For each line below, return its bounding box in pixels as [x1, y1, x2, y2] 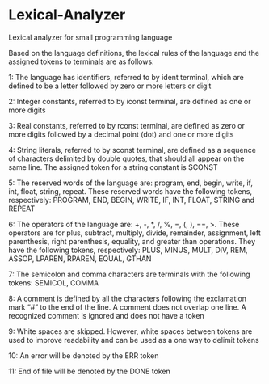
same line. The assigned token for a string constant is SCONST [8, 162, 218, 171]
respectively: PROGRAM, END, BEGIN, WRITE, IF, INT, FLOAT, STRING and [8, 195, 255, 205]
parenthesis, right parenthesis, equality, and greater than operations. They [8, 236, 256, 246]
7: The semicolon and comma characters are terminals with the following [8, 269, 250, 279]
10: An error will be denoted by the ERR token [8, 350, 159, 361]
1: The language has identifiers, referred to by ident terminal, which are [8, 72, 244, 82]
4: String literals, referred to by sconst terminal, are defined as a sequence [8, 145, 257, 154]
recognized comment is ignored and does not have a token [8, 310, 204, 320]
